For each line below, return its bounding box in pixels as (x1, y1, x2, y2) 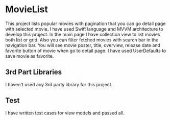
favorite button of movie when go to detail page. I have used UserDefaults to (5, 47, 166, 54)
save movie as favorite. (5, 53, 54, 59)
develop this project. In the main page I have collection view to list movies (5, 31, 160, 37)
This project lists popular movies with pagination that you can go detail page (5, 20, 166, 27)
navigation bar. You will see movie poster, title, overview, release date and (5, 42, 161, 48)
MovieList (5, 4, 48, 15)
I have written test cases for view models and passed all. (5, 110, 125, 116)
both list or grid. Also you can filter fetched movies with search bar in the (5, 37, 159, 43)
